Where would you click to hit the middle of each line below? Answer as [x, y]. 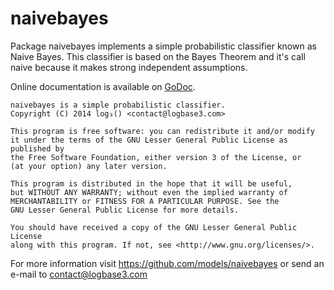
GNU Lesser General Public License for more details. [125, 210]
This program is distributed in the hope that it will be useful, [151, 183]
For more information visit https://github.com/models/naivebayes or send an [167, 263]
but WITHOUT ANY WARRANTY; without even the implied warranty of [149, 192]
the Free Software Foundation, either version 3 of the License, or [156, 157]
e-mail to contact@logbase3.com [79, 274]
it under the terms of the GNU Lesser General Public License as [149, 140]
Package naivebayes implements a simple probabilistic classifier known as [163, 46]
